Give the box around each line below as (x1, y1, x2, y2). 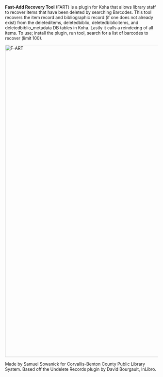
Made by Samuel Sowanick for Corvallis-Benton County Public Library (5, 361, 146, 367)
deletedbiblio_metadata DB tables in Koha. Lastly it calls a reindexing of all (5, 25, 154, 31)
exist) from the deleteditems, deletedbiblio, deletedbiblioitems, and (5, 20, 139, 25)
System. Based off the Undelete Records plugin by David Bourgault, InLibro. (5, 366, 157, 372)
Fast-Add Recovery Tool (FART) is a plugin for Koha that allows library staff (5, 4, 156, 10)
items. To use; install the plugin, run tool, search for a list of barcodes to (5, 30, 149, 36)
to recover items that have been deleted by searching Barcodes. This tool (5, 9, 152, 15)
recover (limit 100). (5, 35, 43, 41)
